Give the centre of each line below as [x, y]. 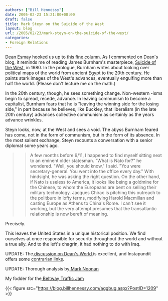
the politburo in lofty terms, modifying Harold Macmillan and [92, 198]
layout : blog [19, 29]
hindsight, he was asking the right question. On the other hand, [95, 177]
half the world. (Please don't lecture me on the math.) [60, 83]
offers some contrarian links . [35, 259]
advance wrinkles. [24, 120]
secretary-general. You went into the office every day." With [92, 171]
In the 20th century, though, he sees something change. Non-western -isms [84, 93]
